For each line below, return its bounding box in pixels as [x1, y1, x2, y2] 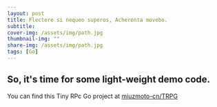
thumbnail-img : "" [7, 36, 60, 43]
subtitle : [7, 23, 36, 29]
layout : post [7, 10, 45, 17]
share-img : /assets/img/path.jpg [7, 42, 103, 49]
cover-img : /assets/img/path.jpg [7, 29, 103, 36]
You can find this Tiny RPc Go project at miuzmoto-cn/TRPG [7, 92, 178, 100]
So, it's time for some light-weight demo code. [7, 73, 211, 86]
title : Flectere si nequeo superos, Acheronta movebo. [7, 16, 168, 23]
